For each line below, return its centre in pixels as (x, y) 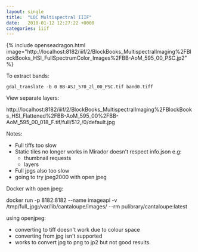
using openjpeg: (26, 218)
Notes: (14, 134)
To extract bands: (28, 76)
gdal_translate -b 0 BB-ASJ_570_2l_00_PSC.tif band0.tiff (80, 87)
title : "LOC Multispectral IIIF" (49, 17)
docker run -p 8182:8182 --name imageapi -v (62, 200)
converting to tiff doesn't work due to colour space (77, 230)
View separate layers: (33, 98)
